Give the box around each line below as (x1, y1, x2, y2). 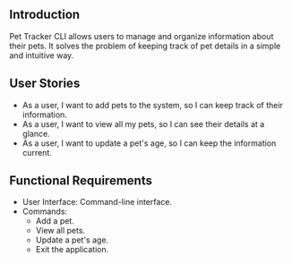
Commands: (21, 206, 68, 217)
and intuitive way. (9, 49, 74, 61)
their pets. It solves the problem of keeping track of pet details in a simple (9, 40, 281, 51)
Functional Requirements (9, 174, 152, 189)
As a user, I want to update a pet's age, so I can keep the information (21, 138, 277, 148)
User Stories (9, 76, 81, 91)
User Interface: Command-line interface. (21, 197, 173, 208)
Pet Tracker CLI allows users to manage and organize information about (9, 30, 274, 41)
